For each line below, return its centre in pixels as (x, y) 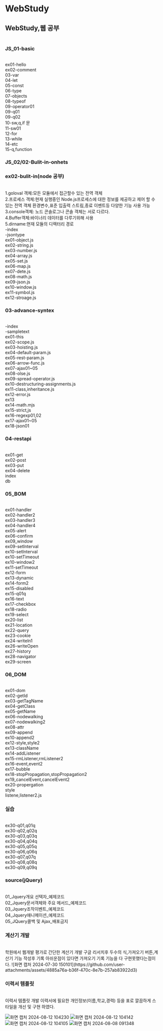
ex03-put (14, 465)
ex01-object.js (19, 240)
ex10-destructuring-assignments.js (41, 384)
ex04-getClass (20, 706)
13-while (14, 139)
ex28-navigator (21, 656)
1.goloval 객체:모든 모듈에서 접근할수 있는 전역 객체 (54, 193)
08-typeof (15, 101)
